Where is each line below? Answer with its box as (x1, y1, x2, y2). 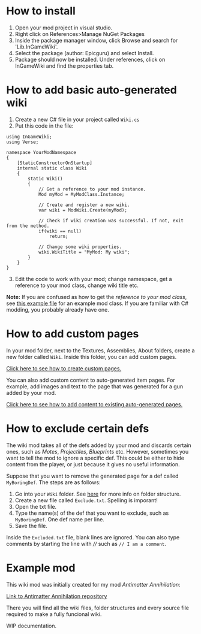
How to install (6, 4, 76, 18)
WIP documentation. (6, 622, 57, 629)
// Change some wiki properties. (38, 244, 122, 250)
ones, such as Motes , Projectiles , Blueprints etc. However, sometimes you (6, 448, 189, 455)
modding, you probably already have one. (6, 306, 110, 313)
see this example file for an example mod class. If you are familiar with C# (6, 300, 189, 307)
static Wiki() (28, 176, 63, 182)
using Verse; (6, 139, 39, 145)
